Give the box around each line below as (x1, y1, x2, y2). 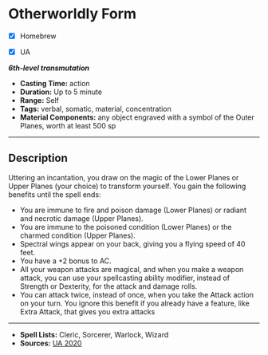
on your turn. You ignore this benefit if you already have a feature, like (19, 298, 250, 308)
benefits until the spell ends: (8, 189, 101, 199)
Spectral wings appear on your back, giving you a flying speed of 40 (19, 239, 246, 248)
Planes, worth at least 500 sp (19, 121, 116, 131)
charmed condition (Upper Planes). (19, 231, 136, 240)
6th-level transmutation (8, 63, 90, 73)
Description (8, 152, 68, 165)
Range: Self (19, 96, 60, 105)
